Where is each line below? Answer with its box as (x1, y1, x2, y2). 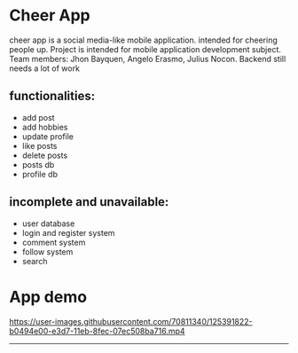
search (21, 255, 48, 266)
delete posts (21, 150, 68, 161)
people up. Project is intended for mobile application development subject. (9, 43, 281, 54)
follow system (21, 246, 74, 257)
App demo (9, 286, 87, 307)
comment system (21, 237, 86, 247)
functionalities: (9, 89, 96, 104)
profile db (21, 169, 59, 179)
